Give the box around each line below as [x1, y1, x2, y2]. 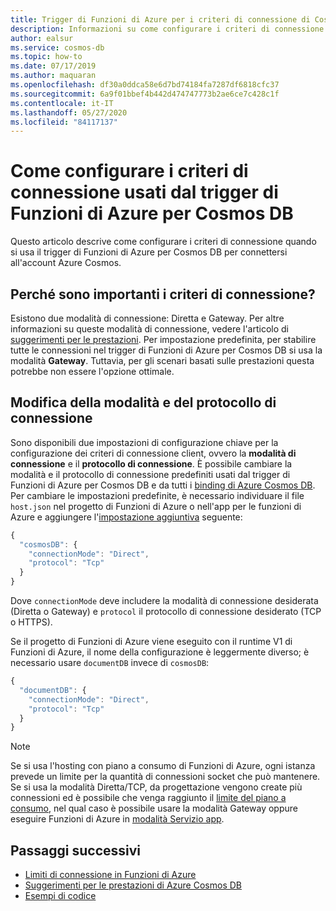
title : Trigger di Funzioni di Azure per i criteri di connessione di [10, 14, 311, 25]
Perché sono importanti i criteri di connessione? [10, 286, 316, 303]
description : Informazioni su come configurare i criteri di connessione [10, 24, 325, 34]
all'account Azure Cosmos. [10, 257, 122, 269]
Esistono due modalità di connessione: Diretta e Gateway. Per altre [10, 312, 285, 324]
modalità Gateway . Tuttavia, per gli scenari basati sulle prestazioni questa [10, 355, 315, 366]
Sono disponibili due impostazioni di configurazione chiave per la [10, 436, 279, 448]
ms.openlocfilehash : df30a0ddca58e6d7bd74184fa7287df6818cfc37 [10, 80, 280, 90]
